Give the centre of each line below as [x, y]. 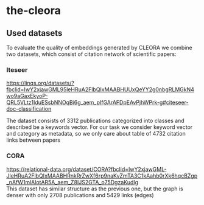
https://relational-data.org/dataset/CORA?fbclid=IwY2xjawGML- [86, 169]
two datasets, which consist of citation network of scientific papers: [91, 54]
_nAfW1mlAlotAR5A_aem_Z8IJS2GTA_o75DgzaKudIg [72, 182]
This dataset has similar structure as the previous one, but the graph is [95, 189]
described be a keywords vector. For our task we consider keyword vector [100, 127]
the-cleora [33, 11]
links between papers [33, 140]
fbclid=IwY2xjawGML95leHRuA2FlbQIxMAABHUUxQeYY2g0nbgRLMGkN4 [100, 89]
